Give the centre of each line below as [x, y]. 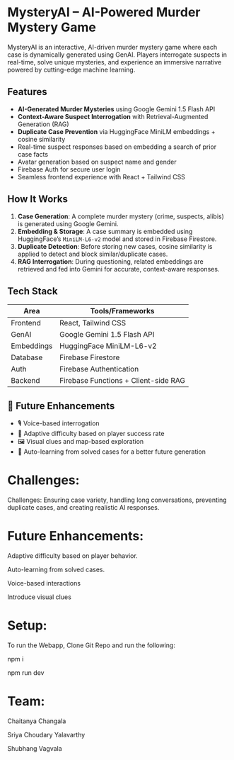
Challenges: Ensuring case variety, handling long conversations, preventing [117, 500]
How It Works [38, 199]
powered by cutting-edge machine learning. [71, 69]
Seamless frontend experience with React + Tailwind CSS [101, 177]
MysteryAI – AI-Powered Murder [104, 12]
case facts [33, 154]
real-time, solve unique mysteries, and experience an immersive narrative [115, 62]
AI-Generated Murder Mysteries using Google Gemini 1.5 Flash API [116, 109]
